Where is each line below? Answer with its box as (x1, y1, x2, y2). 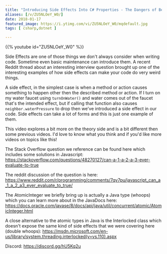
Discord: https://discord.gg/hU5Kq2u (5, 243, 81, 250)
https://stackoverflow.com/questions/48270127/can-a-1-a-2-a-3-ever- (5, 157, 151, 163)
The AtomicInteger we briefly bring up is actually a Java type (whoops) (5, 192, 151, 198)
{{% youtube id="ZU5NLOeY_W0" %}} (5, 44, 84, 50)
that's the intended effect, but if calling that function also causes (5, 100, 138, 106)
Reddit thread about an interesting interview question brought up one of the (5, 64, 160, 70)
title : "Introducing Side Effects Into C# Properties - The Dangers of (5, 7, 157, 12)
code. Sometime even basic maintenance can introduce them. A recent (5, 59, 151, 65)
